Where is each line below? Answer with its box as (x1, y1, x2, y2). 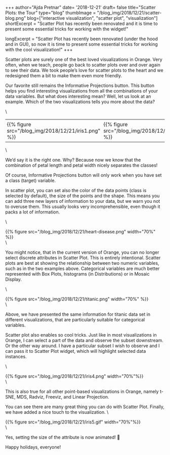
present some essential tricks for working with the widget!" (5, 26, 129, 32)
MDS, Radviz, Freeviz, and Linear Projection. (16, 394, 110, 400)
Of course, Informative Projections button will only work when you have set (5, 172, 162, 178)
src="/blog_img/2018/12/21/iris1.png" (7, 127, 101, 134)
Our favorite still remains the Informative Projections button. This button (5, 82, 154, 88)
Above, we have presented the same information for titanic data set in (5, 311, 151, 317)
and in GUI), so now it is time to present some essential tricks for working (5, 41, 158, 47)
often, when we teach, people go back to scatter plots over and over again (5, 62, 160, 68)
